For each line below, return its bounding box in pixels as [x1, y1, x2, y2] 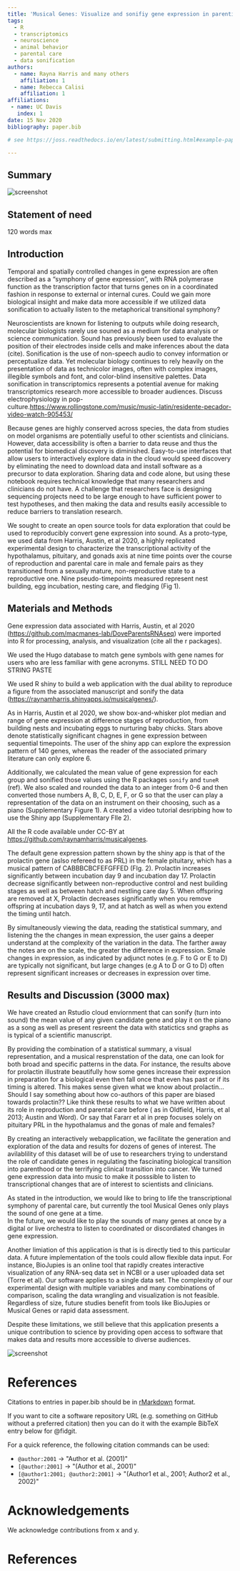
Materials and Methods [7, 603, 113, 615]
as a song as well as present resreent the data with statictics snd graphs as [7, 1023, 229, 1032]
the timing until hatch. [7, 909, 71, 918]
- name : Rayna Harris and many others [14, 70, 130, 77]
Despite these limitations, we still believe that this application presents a [7, 1320, 219, 1329]
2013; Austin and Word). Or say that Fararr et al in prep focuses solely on [7, 1113, 222, 1122]
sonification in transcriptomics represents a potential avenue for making [7, 379, 219, 388]
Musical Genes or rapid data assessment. [7, 1306, 130, 1315]
